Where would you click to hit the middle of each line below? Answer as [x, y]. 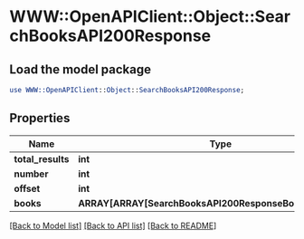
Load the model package [81, 69]
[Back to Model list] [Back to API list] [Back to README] [113, 225]
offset [27, 188]
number [31, 174]
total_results [42, 158]
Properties [40, 118]
